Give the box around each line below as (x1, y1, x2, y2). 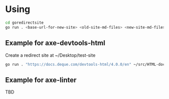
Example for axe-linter (5, 75, 77, 84)
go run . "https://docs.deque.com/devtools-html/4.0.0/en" (5, 62, 132, 67)
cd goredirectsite (5, 20, 44, 25)
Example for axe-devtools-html (5, 39, 106, 47)
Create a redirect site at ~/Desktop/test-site (5, 52, 96, 58)
